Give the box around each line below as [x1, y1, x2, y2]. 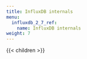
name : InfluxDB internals [17, 25, 82, 31]
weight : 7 [6, 31, 31, 37]
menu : [6, 14, 20, 20]
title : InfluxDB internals [6, 8, 73, 15]
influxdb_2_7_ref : [11, 19, 58, 25]
